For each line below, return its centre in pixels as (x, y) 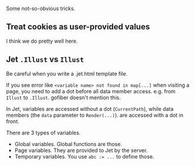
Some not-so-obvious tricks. (41, 9)
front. (13, 121)
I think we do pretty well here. (42, 41)
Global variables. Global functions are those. (68, 144)
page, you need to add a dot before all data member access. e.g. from (91, 91)
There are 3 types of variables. (43, 133)
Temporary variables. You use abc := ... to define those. (84, 156)
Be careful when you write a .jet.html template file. (67, 73)
